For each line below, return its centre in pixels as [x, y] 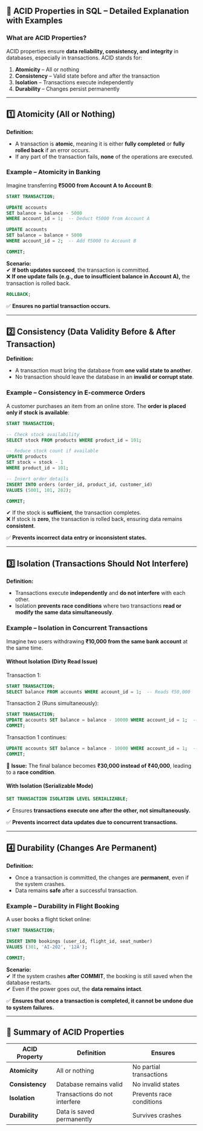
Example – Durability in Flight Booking [63, 906]
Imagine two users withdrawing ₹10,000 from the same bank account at [97, 641]
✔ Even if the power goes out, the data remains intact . [75, 988]
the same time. [25, 648]
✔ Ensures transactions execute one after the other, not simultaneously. [98, 810]
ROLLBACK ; [19, 294]
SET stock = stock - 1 [35, 462]
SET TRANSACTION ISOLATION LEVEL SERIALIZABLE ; [67, 799]
